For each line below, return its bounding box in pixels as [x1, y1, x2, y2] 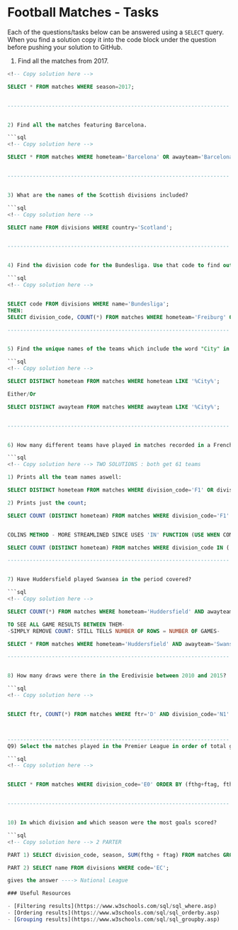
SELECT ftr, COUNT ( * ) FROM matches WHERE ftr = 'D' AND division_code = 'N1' [7, 710, 230, 718]
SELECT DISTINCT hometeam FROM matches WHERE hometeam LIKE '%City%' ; [7, 378, 220, 385]
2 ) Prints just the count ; [7, 499, 87, 507]
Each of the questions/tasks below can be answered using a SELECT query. [7, 28, 225, 36]
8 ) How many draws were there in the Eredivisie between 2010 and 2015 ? [7, 672, 227, 679]
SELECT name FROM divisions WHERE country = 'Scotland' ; [7, 224, 173, 231]
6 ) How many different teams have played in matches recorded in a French [7, 441, 233, 448]
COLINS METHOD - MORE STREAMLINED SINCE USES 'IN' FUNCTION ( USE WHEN [7, 531, 220, 539]
